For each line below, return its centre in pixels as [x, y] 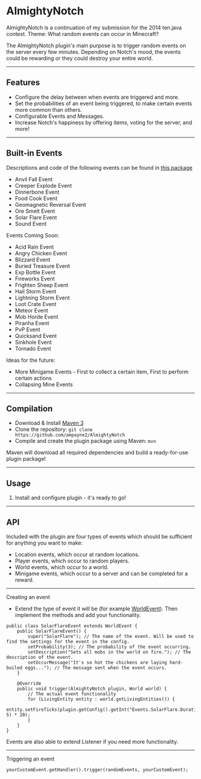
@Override [29, 683]
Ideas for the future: [31, 360]
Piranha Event [32, 323]
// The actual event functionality [72, 694]
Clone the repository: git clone [54, 429]
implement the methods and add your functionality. [78, 615]
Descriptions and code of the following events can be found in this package [99, 167]
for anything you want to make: [45, 543]
